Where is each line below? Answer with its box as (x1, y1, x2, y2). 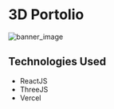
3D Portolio (8, 6, 85, 24)
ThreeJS (19, 84, 49, 94)
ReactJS (19, 76, 48, 85)
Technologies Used (8, 55, 106, 68)
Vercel (19, 93, 41, 103)
